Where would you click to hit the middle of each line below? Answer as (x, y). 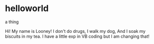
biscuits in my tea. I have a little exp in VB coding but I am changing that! (77, 36)
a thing (12, 22)
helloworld (27, 8)
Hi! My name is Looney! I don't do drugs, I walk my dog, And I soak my (75, 31)
